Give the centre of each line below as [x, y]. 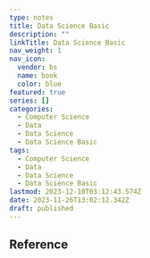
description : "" [39, 34]
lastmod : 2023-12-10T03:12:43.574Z [75, 192]
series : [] [29, 100]
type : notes [31, 17]
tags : [19, 150]
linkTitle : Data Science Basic [67, 42]
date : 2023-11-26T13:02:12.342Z [69, 200]
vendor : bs [37, 68]
